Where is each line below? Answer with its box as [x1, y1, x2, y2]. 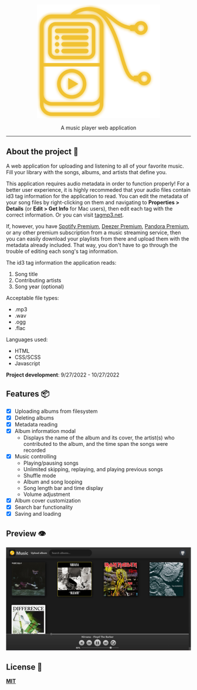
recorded [23, 446, 46, 454]
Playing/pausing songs [23, 459, 79, 466]
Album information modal [14, 427, 76, 434]
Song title [14, 270, 38, 278]
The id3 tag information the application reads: [6, 259, 117, 266]
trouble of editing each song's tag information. [6, 248, 118, 255]
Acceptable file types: [6, 294, 59, 301]
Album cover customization [14, 496, 81, 504]
